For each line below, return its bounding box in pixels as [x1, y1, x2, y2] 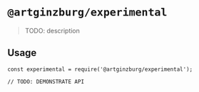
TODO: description [24, 26, 81, 35]
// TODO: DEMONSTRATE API [7, 78, 84, 85]
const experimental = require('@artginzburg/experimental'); [7, 66, 193, 73]
